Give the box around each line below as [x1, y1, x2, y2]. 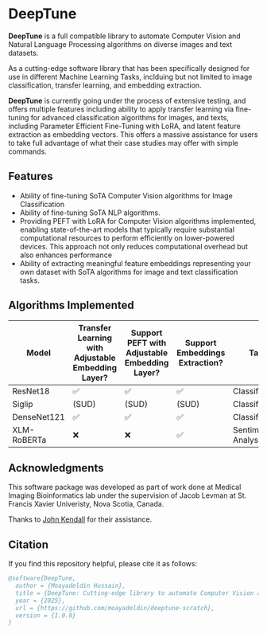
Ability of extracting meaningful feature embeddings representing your [19, 258, 252, 268]
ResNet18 [12, 385, 50, 397]
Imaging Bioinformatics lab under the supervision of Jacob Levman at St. [8, 491, 247, 500]
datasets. [8, 48, 39, 57]
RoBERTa [12, 434, 47, 445]
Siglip [12, 398, 33, 409]
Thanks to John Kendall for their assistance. [8, 515, 153, 524]
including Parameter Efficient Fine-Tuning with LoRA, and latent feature [8, 121, 241, 131]
